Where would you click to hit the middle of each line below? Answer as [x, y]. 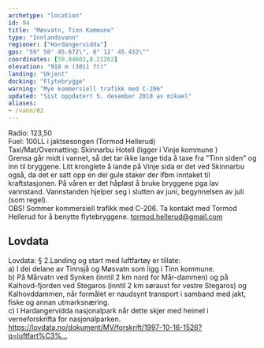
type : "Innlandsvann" [44, 37]
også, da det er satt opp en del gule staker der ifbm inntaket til [109, 175]
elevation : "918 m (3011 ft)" [58, 67]
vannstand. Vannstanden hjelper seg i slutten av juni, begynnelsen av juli [126, 191]
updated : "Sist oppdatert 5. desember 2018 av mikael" [100, 96]
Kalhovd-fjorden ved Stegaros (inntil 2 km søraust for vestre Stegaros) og [127, 285]
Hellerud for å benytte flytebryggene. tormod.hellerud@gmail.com [115, 217]
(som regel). [28, 200]
